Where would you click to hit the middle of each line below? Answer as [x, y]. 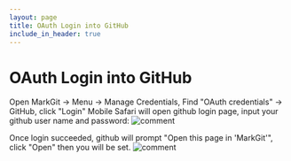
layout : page [33, 17]
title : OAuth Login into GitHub [69, 26]
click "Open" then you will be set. [70, 148]
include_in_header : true [55, 34]
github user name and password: [70, 121]
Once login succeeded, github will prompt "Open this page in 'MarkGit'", [141, 138]
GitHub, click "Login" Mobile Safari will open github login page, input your [144, 111]
